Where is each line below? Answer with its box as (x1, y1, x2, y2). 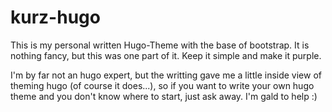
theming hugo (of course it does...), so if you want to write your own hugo (10, 79, 315, 91)
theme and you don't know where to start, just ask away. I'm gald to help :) (10, 90, 318, 102)
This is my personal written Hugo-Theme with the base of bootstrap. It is (10, 39, 310, 51)
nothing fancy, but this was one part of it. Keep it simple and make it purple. (10, 49, 322, 61)
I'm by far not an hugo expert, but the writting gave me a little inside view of (10, 69, 322, 81)
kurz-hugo (10, 6, 101, 29)
